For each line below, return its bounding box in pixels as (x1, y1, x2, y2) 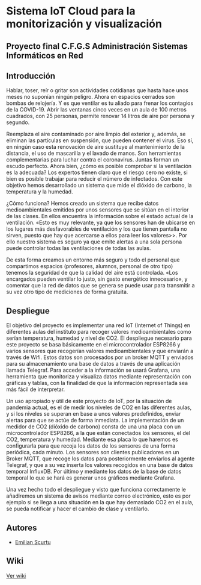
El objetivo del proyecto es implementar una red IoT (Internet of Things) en (6, 322, 191, 329)
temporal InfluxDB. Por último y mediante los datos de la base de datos (6, 468, 182, 475)
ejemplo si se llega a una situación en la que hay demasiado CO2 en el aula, (6, 499, 194, 506)
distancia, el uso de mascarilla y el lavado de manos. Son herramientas (6, 149, 182, 157)
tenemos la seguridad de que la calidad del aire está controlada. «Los (6, 269, 178, 277)
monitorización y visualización (6, 17, 162, 31)
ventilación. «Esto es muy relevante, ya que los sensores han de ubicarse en (6, 219, 196, 227)
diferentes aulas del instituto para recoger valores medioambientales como (6, 328, 191, 336)
